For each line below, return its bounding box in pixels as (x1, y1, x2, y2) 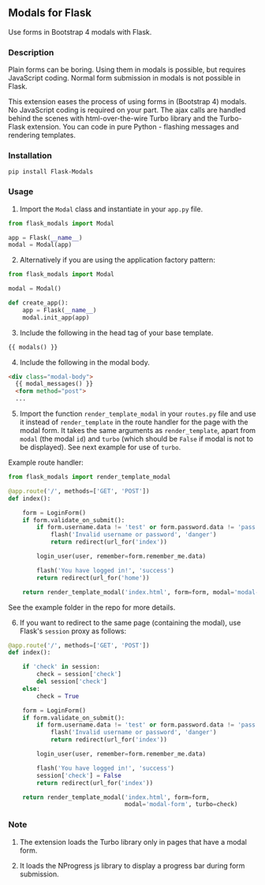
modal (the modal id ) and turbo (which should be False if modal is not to (19, 434, 254, 444)
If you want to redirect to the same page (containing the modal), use (19, 618, 241, 627)
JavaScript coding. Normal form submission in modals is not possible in (8, 73, 241, 83)
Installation (8, 150, 53, 161)
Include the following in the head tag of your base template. (19, 327, 214, 338)
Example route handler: (8, 457, 84, 468)
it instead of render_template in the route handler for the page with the (19, 417, 248, 427)
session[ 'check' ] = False (36, 771, 122, 779)
